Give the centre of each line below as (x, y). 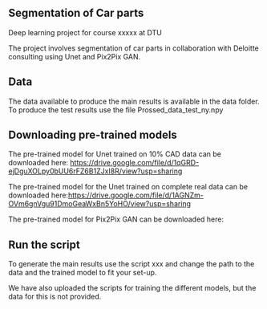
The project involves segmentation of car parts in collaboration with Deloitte (133, 48)
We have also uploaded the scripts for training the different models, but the (132, 288)
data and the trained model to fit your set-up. (83, 273)
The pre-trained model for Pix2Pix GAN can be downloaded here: (116, 219)
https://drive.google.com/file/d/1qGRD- (135, 163)
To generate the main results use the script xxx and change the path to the (131, 264)
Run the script (44, 244)
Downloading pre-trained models (93, 135)
